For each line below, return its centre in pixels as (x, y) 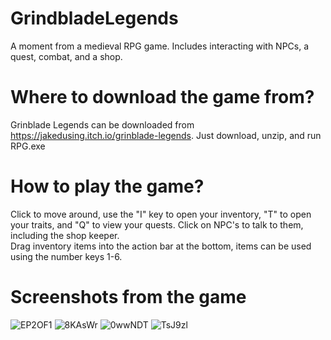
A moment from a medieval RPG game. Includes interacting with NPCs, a (160, 46)
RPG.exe (28, 146)
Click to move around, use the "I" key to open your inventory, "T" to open (161, 214)
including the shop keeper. (65, 235)
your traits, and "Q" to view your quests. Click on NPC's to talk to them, (157, 224)
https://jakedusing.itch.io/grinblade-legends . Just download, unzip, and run (166, 135)
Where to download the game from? (162, 97)
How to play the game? (107, 186)
